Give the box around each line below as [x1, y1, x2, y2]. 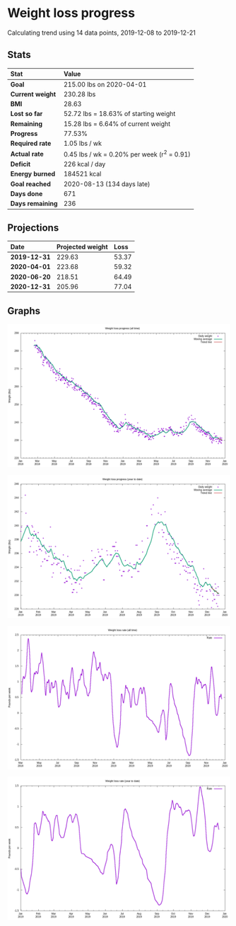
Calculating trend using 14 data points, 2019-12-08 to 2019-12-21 [7, 28, 196, 37]
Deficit [10, 160, 31, 168]
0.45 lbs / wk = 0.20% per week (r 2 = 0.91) [63, 149, 191, 159]
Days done [10, 189, 43, 198]
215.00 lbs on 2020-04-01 [63, 80, 147, 88]
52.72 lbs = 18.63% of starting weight [63, 110, 176, 118]
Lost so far [10, 110, 43, 118]
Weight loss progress [7, 5, 136, 21]
